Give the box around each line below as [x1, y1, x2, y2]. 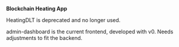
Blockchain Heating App [6, 5, 67, 12]
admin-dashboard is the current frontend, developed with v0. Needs [6, 28, 174, 35]
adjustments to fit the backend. [6, 35, 83, 41]
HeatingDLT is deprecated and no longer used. [6, 17, 121, 23]
